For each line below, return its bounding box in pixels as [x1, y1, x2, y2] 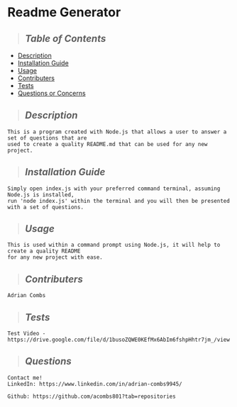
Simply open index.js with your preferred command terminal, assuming [7, 185, 221, 192]
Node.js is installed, [7, 191, 75, 199]
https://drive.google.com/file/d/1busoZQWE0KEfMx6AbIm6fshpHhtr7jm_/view [7, 336, 231, 344]
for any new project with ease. [7, 254, 103, 261]
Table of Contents [24, 33, 106, 45]
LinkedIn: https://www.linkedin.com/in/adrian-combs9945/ [7, 380, 182, 387]
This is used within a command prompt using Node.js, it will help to [7, 242, 221, 249]
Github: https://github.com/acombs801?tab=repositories [7, 393, 176, 400]
